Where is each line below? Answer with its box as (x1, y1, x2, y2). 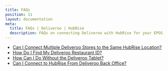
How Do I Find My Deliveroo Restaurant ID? (12, 49, 102, 55)
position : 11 (5, 12, 33, 17)
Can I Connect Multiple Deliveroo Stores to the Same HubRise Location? (12, 44, 162, 50)
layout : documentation (5, 16, 53, 21)
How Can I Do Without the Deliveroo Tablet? (12, 55, 104, 60)
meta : (5, 21, 17, 26)
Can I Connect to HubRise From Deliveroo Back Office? (12, 60, 127, 66)
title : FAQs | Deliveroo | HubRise (10, 26, 85, 31)
